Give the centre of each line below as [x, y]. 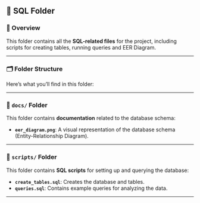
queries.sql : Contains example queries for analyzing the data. [91, 188]
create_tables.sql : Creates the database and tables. [79, 182]
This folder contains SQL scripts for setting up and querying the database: [98, 170]
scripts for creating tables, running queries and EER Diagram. [81, 47]
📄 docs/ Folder [27, 105]
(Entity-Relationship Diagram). [52, 136]
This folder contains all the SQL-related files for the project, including [92, 41]
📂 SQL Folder [31, 11]
